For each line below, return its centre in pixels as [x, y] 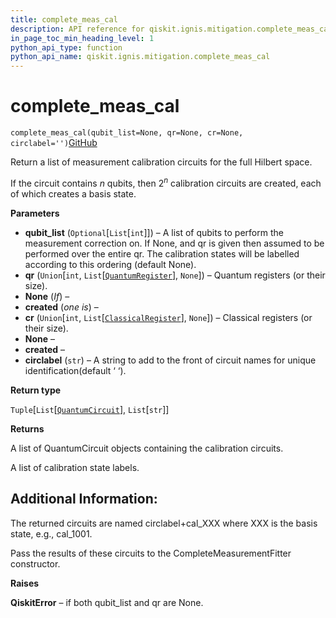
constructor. [35, 563]
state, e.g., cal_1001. [51, 533]
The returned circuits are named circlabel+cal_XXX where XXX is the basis [164, 523]
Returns [27, 428]
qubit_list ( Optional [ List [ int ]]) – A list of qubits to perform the [154, 232]
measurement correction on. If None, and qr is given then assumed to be [174, 243]
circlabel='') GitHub [54, 143]
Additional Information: [84, 499]
